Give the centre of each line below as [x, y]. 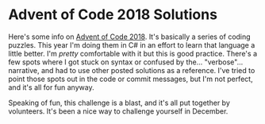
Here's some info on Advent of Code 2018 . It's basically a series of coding [130, 37]
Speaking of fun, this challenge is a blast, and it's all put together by [119, 103]
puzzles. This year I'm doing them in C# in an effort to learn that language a [132, 45]
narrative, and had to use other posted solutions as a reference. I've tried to [132, 70]
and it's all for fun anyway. [51, 87]
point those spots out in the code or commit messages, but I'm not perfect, [131, 79]
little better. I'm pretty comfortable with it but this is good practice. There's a [133, 53]
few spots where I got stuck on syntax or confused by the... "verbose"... [126, 62]
